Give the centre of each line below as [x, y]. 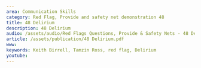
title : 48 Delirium [31, 22]
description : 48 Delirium [38, 28]
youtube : [17, 56]
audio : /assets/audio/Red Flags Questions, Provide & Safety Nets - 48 [97, 34]
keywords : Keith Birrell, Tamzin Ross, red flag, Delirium [81, 50]
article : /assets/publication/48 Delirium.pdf [65, 39]
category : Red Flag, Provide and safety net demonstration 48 [85, 17]
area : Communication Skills [41, 12]
